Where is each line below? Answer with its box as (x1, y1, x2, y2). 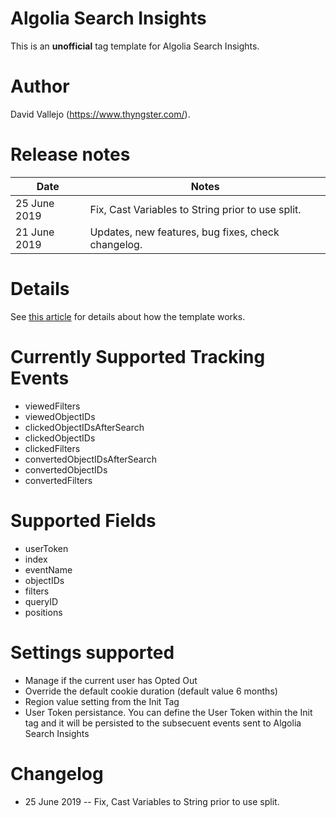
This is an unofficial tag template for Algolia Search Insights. (10, 40, 260, 52)
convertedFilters (24, 474, 93, 486)
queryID (24, 595, 59, 607)
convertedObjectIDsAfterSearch (24, 453, 158, 465)
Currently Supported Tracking (10, 345, 266, 368)
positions (24, 606, 63, 618)
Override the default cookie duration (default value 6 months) (24, 685, 278, 697)
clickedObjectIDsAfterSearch (24, 421, 145, 433)
